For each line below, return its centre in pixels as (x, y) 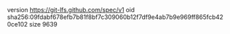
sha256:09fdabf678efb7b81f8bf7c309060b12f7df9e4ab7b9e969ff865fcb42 (115, 17)
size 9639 (43, 24)
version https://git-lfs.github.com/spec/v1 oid (71, 10)
